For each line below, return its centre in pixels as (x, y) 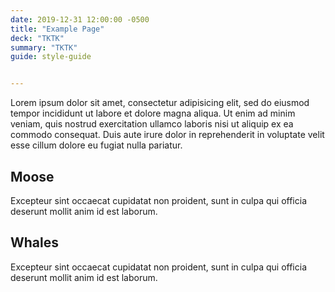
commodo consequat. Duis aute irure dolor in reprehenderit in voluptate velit (167, 135)
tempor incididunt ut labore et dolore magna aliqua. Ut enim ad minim (153, 113)
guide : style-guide (51, 57)
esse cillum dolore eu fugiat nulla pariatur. (96, 145)
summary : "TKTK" (44, 47)
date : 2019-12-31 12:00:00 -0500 (80, 19)
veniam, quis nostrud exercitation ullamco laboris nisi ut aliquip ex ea (152, 124)
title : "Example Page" (57, 29)
